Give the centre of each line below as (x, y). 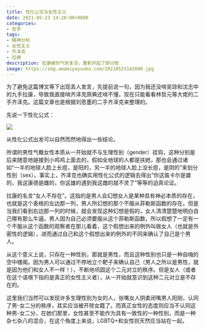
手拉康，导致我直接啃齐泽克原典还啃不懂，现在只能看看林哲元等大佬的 (105, 95)
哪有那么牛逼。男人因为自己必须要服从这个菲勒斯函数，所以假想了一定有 (102, 219)
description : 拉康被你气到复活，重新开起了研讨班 (63, 63)
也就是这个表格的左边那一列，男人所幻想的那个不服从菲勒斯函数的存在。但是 (103, 203)
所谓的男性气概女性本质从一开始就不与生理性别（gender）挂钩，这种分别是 (101, 152)
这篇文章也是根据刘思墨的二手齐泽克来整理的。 (92, 102)
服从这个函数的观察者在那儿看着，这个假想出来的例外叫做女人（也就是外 (108, 226)
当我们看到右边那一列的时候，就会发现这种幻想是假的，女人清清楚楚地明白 (100, 211)
